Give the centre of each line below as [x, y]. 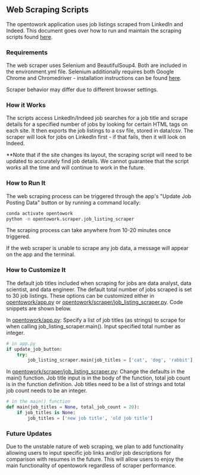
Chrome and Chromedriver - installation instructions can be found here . [94, 78]
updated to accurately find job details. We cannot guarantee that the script [98, 161]
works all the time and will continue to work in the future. [76, 168]
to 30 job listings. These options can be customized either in [80, 295]
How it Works [26, 105]
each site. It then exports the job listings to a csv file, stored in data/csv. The [100, 131]
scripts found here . [29, 37]
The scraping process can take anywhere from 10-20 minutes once [89, 230]
